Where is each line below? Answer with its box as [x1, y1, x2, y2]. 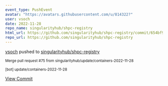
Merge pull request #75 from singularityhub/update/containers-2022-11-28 [5, 58, 134, 63]
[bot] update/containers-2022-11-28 [5, 67, 67, 72]
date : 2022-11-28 [5, 21, 41, 26]
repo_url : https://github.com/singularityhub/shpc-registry [5, 35, 133, 40]
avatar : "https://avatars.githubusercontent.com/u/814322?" [5, 12, 133, 17]
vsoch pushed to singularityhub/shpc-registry [5, 48, 100, 55]
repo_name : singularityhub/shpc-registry [5, 26, 93, 31]
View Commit [5, 76, 33, 82]
